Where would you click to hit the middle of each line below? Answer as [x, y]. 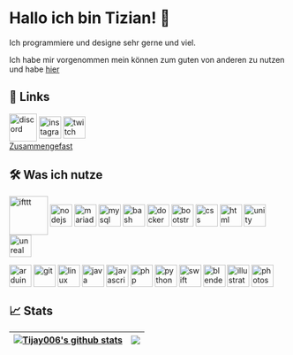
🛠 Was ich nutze [56, 175]
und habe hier [34, 69]
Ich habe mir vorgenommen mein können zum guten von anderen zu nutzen [147, 59]
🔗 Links [30, 97]
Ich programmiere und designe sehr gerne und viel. [102, 42]
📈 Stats [31, 310]
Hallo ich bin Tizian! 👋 [90, 18]
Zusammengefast [41, 146]
